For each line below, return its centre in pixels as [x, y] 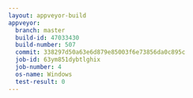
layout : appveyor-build [47, 15]
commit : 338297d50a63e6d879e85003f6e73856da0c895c [100, 52]
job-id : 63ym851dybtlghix [58, 60]
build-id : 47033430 [47, 38]
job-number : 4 [38, 67]
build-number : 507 [46, 45]
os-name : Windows [44, 74]
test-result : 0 [40, 81]
